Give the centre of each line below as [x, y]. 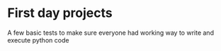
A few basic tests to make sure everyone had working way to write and [111, 33]
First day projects [60, 13]
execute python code [38, 40]
